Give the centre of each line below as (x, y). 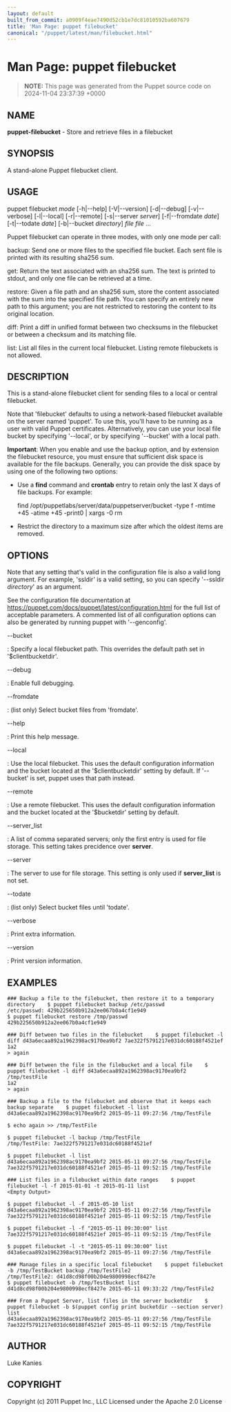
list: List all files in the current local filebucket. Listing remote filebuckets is (113, 348)
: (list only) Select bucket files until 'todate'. (68, 907)
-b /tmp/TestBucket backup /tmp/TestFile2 (69, 1271)
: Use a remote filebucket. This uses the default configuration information (111, 805)
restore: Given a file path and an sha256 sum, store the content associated (113, 292)
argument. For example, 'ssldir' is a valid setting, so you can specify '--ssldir (116, 580)
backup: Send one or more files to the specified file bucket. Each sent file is (114, 250)
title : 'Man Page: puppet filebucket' (63, 26)
